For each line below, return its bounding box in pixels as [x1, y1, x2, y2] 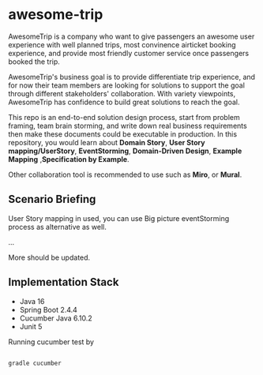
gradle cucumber [8, 359, 62, 367]
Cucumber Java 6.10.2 [19, 313, 92, 323]
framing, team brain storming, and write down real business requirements [8, 121, 247, 130]
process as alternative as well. [8, 222, 107, 231]
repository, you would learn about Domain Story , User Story [8, 137, 205, 147]
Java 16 [19, 296, 45, 306]
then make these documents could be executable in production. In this [8, 129, 238, 139]
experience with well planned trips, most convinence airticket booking [8, 39, 236, 49]
